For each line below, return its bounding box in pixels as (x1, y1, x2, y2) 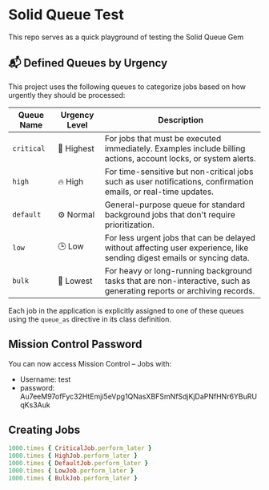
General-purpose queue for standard (104, 199, 246, 210)
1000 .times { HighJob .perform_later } (8, 452, 138, 460)
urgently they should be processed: (8, 90, 126, 99)
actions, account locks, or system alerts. (104, 152, 256, 164)
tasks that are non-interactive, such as (104, 275, 251, 286)
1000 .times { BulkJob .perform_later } (8, 474, 138, 482)
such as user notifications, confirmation (104, 176, 254, 187)
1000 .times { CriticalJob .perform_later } (8, 444, 152, 452)
